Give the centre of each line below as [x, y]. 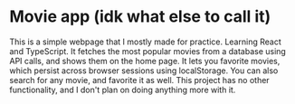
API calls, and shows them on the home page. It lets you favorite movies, [145, 61]
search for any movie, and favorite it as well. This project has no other [139, 80]
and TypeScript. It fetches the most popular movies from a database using [148, 51]
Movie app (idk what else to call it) [140, 17]
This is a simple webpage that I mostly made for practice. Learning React [146, 42]
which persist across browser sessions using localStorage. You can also [144, 71]
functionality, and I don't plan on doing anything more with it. [123, 90]
